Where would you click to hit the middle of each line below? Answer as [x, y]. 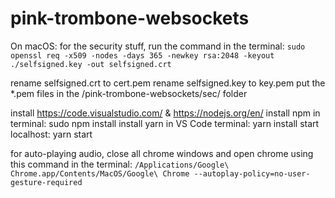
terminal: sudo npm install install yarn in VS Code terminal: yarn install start [165, 123]
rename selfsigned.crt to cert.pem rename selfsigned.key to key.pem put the [168, 83]
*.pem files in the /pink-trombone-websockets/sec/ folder [129, 93]
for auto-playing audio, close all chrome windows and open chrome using [162, 153]
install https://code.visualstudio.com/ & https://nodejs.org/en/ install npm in [165, 113]
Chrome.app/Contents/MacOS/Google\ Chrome [100, 173]
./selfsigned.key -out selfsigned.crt [91, 64]
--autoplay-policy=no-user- [252, 173]
